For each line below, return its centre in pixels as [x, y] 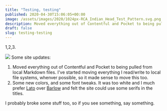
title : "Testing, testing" [33, 10]
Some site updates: [31, 57]
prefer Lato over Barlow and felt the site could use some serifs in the [83, 88]
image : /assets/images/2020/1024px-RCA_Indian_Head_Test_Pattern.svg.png [83, 19]
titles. [18, 93]
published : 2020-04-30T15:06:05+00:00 [45, 14]
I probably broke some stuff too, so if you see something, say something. [80, 103]
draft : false [19, 28]
